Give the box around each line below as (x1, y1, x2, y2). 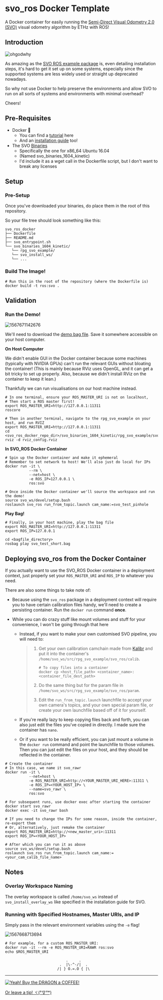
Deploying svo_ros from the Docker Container (5, 555, 147, 563)
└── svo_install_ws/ (11, 252, 53, 258)
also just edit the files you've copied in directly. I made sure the (19, 722, 146, 728)
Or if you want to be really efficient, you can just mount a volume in (19, 737, 154, 742)
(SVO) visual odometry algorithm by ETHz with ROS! (5, 24, 109, 30)
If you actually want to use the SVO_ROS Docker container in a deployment (5, 567, 155, 574)
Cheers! (5, 100, 21, 106)
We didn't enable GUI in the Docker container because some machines (5, 355, 147, 361)
